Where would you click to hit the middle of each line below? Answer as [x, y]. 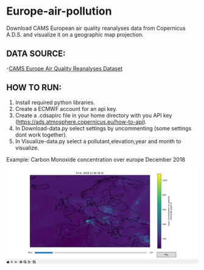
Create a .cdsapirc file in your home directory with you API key [93, 115]
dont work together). [41, 135]
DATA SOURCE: [36, 54]
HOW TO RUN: [34, 87]
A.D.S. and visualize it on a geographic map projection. [75, 34]
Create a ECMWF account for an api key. [66, 108]
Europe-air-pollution [59, 11]
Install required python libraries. [55, 102]
